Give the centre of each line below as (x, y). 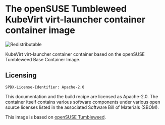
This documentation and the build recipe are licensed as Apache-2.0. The (82, 96)
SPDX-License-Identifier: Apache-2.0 (45, 87)
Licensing (21, 76)
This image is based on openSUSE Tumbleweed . (56, 117)
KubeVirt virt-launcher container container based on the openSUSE (75, 54)
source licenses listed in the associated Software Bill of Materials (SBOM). (82, 107)
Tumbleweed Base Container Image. (43, 59)
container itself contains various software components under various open (83, 102)
